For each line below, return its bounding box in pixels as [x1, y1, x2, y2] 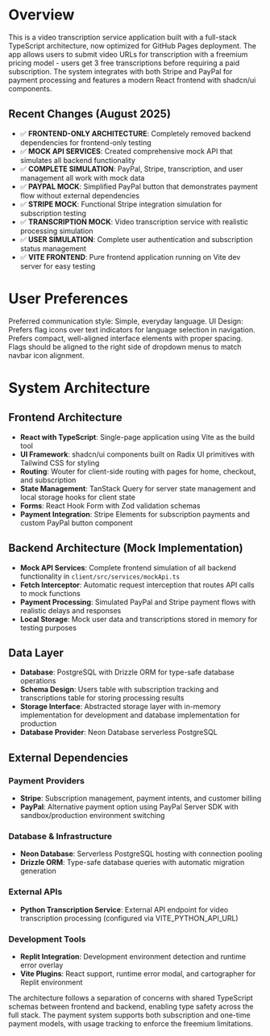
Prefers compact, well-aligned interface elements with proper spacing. [8, 333, 243, 343]
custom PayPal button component [19, 518, 133, 528]
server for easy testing [19, 261, 96, 271]
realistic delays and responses [19, 605, 122, 615]
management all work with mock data [19, 173, 145, 182]
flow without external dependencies [19, 190, 139, 200]
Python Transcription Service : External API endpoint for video [19, 904, 229, 914]
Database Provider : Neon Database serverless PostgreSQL [19, 728, 218, 737]
